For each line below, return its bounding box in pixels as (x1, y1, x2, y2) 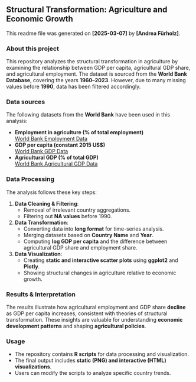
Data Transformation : (14, 219, 69, 226)
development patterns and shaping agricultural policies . (6, 322, 146, 329)
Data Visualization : (14, 250, 63, 257)
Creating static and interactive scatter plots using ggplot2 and (23, 257, 178, 264)
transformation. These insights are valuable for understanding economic (6, 316, 183, 323)
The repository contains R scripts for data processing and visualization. (14, 351, 190, 358)
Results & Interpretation (6, 290, 76, 298)
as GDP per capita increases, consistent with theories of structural (6, 310, 168, 317)
